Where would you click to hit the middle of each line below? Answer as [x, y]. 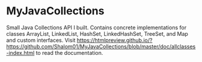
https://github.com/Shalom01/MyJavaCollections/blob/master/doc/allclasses [101, 46]
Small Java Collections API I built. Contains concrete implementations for [96, 27]
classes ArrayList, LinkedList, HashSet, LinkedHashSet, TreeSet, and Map [97, 33]
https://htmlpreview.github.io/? [115, 40]
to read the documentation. [69, 52]
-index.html [20, 52]
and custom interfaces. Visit [41, 40]
